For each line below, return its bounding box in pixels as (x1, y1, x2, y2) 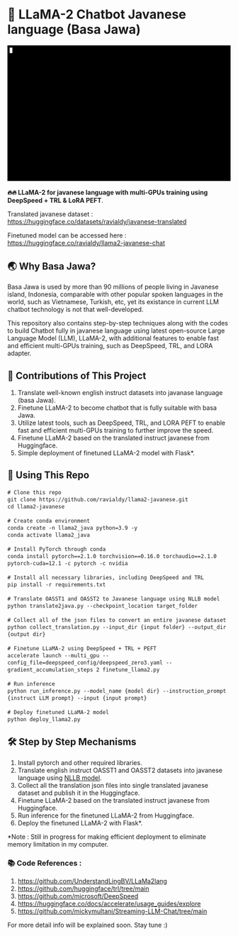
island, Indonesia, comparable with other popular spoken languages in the (7, 290, 223, 299)
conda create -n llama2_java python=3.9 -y (7, 524, 138, 531)
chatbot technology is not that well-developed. (7, 305, 144, 314)
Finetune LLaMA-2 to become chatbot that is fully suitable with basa (17, 403, 217, 412)
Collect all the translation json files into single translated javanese (17, 781, 209, 789)
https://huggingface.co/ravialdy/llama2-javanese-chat (7, 239, 165, 247)
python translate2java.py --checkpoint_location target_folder (7, 602, 198, 609)
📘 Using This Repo (7, 469, 90, 481)
